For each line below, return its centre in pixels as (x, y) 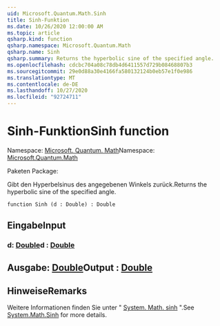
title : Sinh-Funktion (38, 20)
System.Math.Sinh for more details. (57, 315)
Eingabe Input (37, 226)
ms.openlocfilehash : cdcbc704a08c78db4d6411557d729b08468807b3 (100, 65)
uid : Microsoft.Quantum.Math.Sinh (57, 13)
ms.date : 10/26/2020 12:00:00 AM (55, 26)
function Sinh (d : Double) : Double (61, 204)
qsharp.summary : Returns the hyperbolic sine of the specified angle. (111, 59)
